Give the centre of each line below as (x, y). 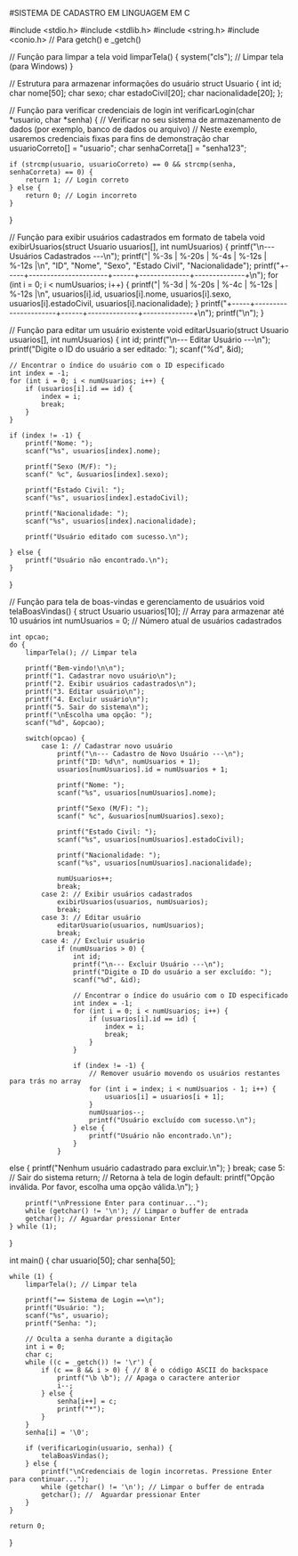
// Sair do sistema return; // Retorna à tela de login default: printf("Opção (142, 1177)
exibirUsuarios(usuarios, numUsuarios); (133, 902)
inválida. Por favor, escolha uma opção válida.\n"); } (104, 1187)
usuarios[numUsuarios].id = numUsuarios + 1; (142, 770)
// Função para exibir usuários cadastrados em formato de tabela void (137, 237)
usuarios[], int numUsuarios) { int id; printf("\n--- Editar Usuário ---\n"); (140, 339)
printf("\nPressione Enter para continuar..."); (117, 1203)
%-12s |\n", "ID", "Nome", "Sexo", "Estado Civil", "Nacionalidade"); (130, 265)
